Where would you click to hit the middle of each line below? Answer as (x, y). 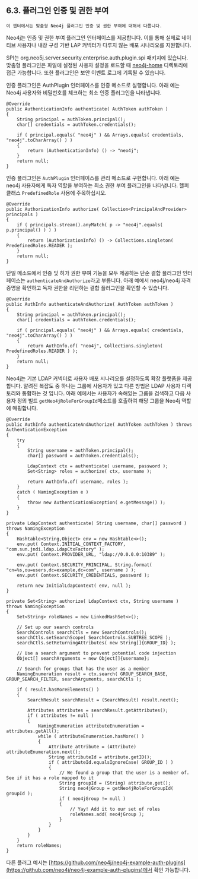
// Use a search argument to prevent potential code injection (97, 653)
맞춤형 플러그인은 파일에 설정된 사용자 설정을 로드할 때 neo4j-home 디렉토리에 (97, 65)
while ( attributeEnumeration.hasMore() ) (91, 736)
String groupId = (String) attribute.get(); (115, 783)
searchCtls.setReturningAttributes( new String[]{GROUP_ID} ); (97, 643)
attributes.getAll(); (33, 731)
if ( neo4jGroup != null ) (92, 799)
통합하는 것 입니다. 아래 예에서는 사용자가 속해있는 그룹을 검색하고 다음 (103, 393)
